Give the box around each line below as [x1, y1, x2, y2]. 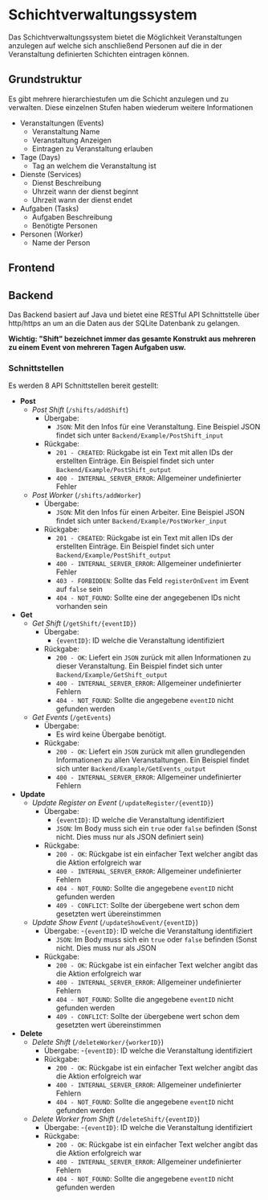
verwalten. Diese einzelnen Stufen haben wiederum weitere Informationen [8, 102, 254, 112]
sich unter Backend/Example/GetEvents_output [55, 764, 206, 774]
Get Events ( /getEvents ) [31, 713, 112, 722]
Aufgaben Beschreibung [31, 212, 112, 222]
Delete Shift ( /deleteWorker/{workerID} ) [31, 1038, 164, 1047]
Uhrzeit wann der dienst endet [31, 195, 132, 204]
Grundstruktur [8, 72, 83, 86]
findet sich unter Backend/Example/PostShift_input [55, 430, 224, 440]
